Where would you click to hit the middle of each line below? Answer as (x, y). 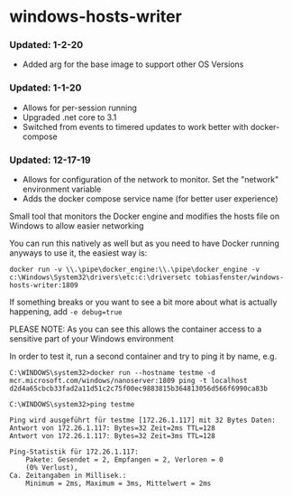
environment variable (62, 189)
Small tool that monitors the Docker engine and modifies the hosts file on (145, 216)
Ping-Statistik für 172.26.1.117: (74, 452)
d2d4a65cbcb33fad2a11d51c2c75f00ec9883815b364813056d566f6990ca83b (139, 389)
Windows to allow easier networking (77, 226)
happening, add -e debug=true (66, 312)
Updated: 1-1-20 (46, 88)
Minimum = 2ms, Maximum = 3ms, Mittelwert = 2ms (119, 484)
